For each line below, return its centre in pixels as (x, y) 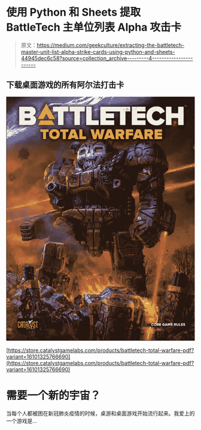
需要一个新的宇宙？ (54, 395)
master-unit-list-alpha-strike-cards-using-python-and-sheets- (98, 52)
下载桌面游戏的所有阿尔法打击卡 (65, 85)
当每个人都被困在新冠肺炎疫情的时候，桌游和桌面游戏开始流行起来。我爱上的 (100, 413)
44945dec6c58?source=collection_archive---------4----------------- (107, 58)
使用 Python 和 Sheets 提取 (74, 12)
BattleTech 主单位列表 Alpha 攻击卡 (94, 27)
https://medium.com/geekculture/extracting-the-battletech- (111, 45)
